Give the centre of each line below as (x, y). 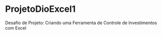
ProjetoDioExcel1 (40, 9)
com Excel (16, 28)
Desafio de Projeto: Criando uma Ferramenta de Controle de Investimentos (81, 23)
